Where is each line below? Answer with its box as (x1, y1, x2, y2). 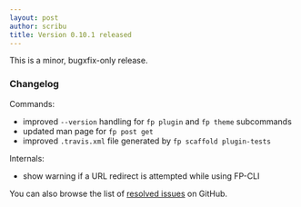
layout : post (9, 13, 59, 23)
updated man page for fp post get (22, 125, 154, 136)
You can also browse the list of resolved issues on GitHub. (9, 188, 228, 199)
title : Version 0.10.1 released (9, 30, 132, 39)
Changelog (9, 78, 59, 91)
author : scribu (9, 22, 67, 31)
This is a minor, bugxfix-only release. (9, 55, 148, 66)
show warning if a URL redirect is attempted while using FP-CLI (22, 170, 260, 182)
